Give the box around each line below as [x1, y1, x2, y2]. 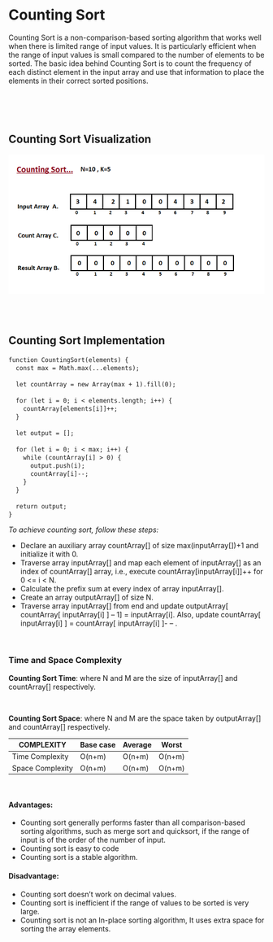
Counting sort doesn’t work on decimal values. [19, 889, 177, 899]
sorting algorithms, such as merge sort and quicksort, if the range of [19, 826, 249, 836]
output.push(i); [29, 462, 85, 470]
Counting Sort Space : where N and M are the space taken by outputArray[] [8, 713, 262, 723]
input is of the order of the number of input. [19, 835, 167, 845]
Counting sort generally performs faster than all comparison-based [19, 818, 245, 827]
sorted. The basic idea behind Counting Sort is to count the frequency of [8, 59, 252, 68]
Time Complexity [11, 752, 69, 761]
